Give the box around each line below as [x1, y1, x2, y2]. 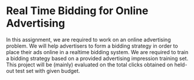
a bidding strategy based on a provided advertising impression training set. [6, 55, 189, 62]
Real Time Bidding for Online [6, 4, 149, 18]
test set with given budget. [15, 67, 81, 74]
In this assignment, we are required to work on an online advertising [6, 36, 171, 43]
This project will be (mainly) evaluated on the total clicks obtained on [6, 61, 173, 68]
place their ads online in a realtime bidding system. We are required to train [6, 48, 189, 55]
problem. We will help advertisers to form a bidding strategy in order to [6, 42, 178, 49]
